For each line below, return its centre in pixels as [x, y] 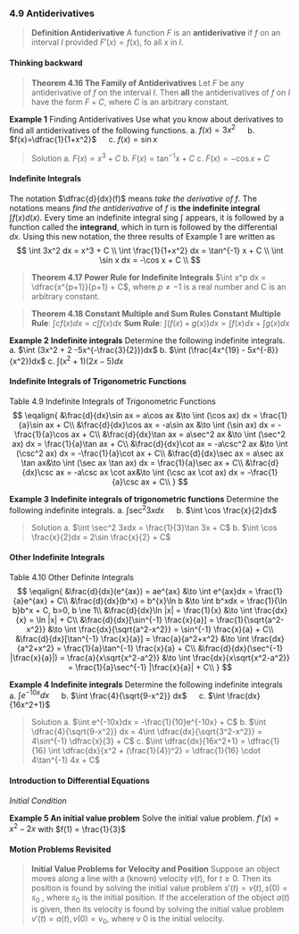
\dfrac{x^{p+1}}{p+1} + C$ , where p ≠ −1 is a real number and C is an [158, 287]
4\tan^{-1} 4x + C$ [66, 760]
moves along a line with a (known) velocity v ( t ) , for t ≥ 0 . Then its [151, 879]
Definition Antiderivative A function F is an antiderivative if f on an [156, 33]
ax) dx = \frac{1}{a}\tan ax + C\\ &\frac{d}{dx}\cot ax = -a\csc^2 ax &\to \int [150, 443]
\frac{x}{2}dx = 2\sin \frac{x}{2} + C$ [101, 537]
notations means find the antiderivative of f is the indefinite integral [135, 208]
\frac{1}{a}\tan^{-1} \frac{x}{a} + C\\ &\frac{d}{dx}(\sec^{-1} [174, 648]
